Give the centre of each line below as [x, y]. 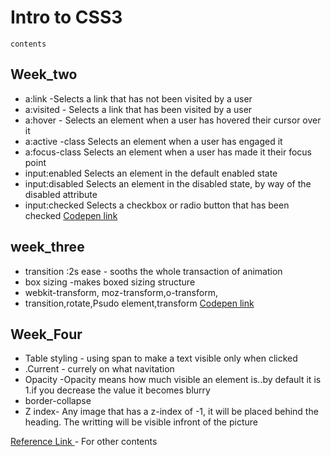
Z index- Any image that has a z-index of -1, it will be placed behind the [171, 412]
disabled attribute [61, 194]
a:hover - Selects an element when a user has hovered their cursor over [173, 120]
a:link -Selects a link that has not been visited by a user [138, 98]
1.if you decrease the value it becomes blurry [117, 390]
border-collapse [58, 401]
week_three [47, 247]
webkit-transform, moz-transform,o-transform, [121, 292]
